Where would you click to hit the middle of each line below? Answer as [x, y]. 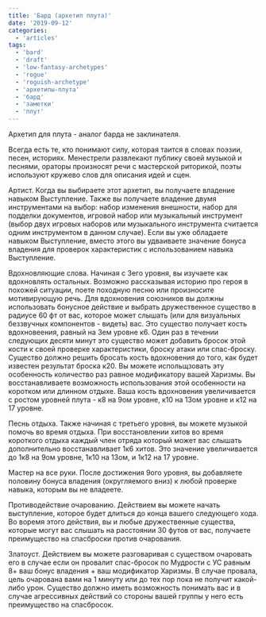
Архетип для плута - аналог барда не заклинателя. [94, 134]
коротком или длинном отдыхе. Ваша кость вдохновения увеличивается [132, 391]
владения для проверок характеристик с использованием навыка [121, 249]
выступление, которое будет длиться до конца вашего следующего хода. [133, 513]
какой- [245, 579]
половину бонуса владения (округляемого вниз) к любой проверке [123, 481]
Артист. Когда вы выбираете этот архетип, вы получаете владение [122, 190]
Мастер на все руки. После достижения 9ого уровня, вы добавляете [125, 472]
